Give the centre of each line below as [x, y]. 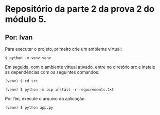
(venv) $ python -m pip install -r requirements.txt [60, 90]
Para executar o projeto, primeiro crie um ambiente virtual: [63, 49]
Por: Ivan [19, 37]
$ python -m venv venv [28, 58]
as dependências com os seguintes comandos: [52, 72]
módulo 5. [26, 19]
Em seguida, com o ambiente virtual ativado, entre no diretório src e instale [80, 67]
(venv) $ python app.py [29, 108]
